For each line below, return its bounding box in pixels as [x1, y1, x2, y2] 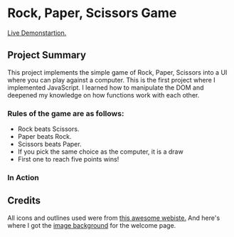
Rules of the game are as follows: [7, 108, 124, 118]
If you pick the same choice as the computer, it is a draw [17, 147, 184, 156]
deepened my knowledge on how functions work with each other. [7, 90, 200, 99]
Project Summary [7, 49, 87, 61]
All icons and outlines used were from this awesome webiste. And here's [7, 214, 220, 222]
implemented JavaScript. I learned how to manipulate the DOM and [7, 83, 204, 92]
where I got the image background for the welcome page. [7, 221, 176, 229]
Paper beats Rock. [17, 132, 72, 141]
